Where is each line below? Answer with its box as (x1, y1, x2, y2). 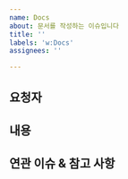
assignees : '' (9, 47, 63, 55)
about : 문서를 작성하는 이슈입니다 (9, 21, 119, 30)
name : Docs (9, 13, 50, 22)
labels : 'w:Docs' (9, 38, 74, 47)
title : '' (9, 30, 47, 38)
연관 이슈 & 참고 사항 (9, 156, 115, 171)
